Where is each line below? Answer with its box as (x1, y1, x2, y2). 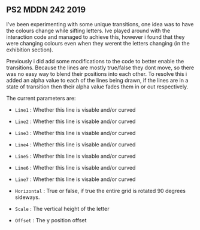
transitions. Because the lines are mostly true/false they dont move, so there (6, 64, 195, 71)
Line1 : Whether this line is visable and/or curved (14, 106, 136, 113)
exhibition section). (6, 46, 54, 53)
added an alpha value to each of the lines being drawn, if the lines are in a (6, 76, 189, 84)
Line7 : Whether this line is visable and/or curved (14, 176, 136, 183)
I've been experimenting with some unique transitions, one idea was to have (6, 20, 194, 27)
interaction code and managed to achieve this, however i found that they (6, 33, 185, 41)
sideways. (14, 194, 40, 201)
